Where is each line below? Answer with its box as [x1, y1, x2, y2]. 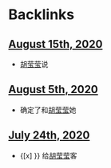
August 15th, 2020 [8, 37, 103, 51]
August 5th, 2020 [8, 83, 98, 96]
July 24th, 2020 [8, 129, 90, 143]
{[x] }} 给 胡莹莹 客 [19, 150, 77, 160]
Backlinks [8, 6, 75, 24]
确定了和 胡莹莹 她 [19, 105, 77, 115]
